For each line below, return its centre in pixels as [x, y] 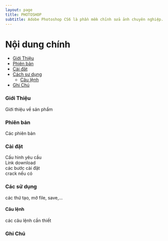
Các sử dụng [21, 186]
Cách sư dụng [27, 74]
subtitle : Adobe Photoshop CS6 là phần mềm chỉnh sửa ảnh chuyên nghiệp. [85, 19]
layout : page [19, 10]
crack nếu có [19, 174]
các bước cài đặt [23, 168]
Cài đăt [20, 69]
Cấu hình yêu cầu [23, 158]
